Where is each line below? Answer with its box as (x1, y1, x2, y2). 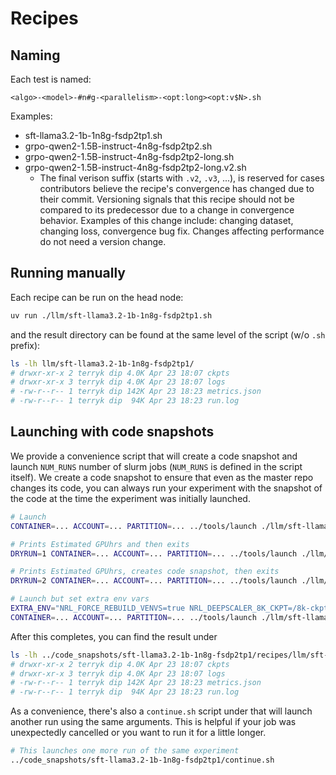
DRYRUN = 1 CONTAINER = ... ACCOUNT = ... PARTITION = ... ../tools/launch (10, 548, 298, 559)
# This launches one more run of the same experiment (10, 746, 240, 756)
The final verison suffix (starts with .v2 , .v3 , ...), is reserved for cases (39, 172, 325, 184)
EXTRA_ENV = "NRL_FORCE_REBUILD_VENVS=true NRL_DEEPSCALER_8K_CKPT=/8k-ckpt (10, 603, 329, 613)
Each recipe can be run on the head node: (10, 291, 184, 303)
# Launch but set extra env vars (10, 594, 150, 604)
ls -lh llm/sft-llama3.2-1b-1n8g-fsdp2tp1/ (10, 358, 195, 369)
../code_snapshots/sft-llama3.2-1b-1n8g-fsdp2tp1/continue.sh (10, 755, 275, 765)
